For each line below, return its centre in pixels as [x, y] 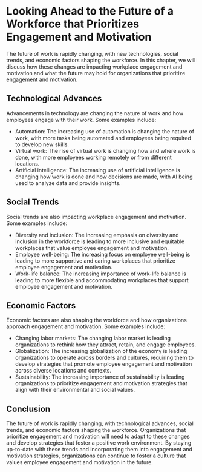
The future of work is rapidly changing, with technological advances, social [100, 423]
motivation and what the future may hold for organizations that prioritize [96, 73]
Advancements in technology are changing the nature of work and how [95, 113]
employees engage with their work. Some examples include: [81, 120]
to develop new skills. [42, 144]
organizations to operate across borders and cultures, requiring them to [104, 358]
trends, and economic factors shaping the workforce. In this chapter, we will [101, 60]
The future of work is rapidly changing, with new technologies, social [92, 53]
